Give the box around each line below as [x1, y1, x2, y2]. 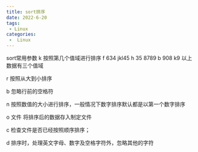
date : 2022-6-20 [6, 15, 47, 21]
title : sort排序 [6, 8, 45, 15]
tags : [6, 20, 20, 26]
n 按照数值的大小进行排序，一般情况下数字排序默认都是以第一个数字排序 [6, 101, 186, 108]
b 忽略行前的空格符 [6, 88, 54, 94]
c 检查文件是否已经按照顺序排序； [6, 127, 91, 133]
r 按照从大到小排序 [6, 75, 53, 82]
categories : [6, 31, 36, 38]
